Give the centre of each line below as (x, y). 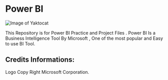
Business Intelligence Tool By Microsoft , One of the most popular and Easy (84, 38)
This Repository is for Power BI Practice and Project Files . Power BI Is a (80, 33)
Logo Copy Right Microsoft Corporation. (47, 72)
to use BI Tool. (20, 43)
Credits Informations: (40, 60)
